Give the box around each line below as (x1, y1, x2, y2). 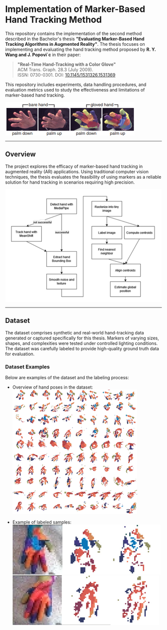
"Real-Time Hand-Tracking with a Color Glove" (17, 61, 116, 67)
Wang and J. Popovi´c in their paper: (5, 51, 81, 58)
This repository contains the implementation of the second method (5, 30, 142, 36)
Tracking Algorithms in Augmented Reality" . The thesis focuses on (5, 41, 145, 47)
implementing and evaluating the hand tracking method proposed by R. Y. (5, 46, 156, 52)
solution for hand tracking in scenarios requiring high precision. (5, 179, 135, 185)
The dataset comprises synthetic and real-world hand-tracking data (5, 329, 144, 335)
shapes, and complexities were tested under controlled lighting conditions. (5, 340, 158, 346)
